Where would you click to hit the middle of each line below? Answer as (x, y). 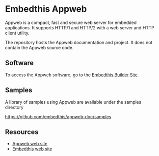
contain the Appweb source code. (39, 47)
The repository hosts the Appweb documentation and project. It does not (79, 42)
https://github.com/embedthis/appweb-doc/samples (58, 116)
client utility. (17, 33)
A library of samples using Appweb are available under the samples (73, 102)
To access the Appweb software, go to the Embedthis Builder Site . (72, 75)
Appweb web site (30, 144)
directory (14, 107)
